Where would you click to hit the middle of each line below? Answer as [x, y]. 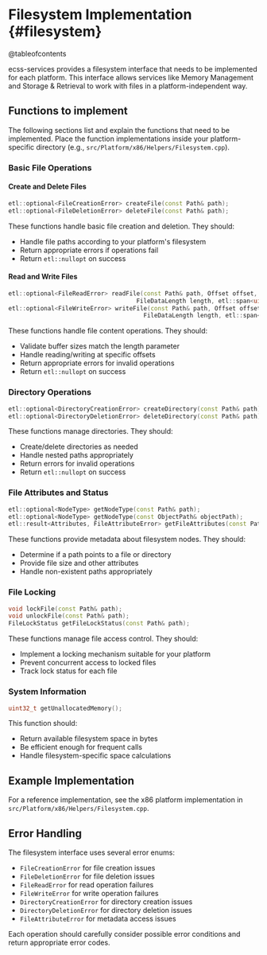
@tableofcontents [37, 53]
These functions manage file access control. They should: [103, 639]
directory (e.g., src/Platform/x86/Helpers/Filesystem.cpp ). [133, 147]
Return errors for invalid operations [77, 464]
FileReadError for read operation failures [87, 885]
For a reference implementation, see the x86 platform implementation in [126, 800]
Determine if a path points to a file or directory [95, 555]
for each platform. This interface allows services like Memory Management [131, 77]
